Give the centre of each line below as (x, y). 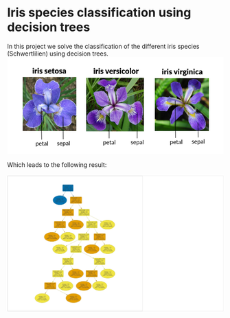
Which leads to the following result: (57, 165)
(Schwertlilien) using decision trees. (58, 54)
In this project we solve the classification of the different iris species (103, 46)
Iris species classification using (99, 13)
